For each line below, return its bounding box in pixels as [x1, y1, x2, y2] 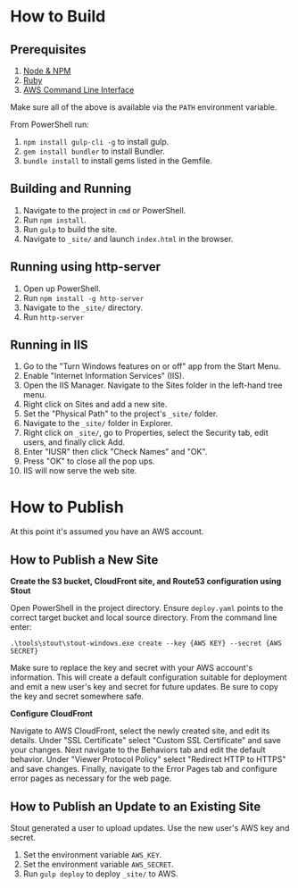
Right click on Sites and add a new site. [22, 399, 168, 410]
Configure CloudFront [10, 708, 93, 719]
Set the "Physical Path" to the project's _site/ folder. [22, 408, 219, 419]
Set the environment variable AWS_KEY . [22, 850, 162, 859]
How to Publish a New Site [10, 552, 159, 567]
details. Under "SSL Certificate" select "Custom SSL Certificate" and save [10, 735, 282, 746]
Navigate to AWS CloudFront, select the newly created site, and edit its [10, 725, 270, 736]
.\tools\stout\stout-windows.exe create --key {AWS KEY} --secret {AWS [10, 639, 282, 649]
